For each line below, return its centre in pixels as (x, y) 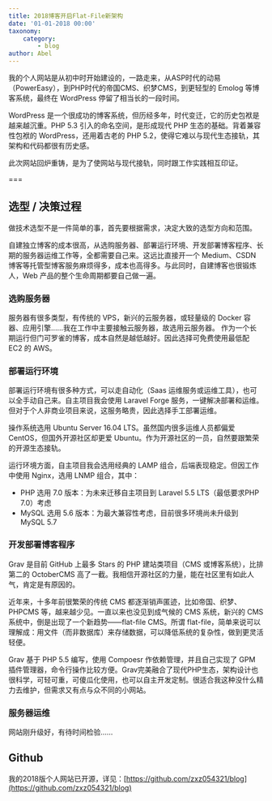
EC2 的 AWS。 (32, 348)
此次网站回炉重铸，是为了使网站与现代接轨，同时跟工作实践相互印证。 (125, 163)
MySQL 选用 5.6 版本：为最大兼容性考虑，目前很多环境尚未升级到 (129, 513)
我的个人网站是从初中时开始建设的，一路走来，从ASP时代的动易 (115, 78)
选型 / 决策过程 (45, 207)
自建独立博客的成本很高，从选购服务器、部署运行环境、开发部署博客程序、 (132, 245)
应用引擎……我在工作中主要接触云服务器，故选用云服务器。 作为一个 (136, 328)
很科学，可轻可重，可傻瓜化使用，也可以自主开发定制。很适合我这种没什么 (132, 679)
